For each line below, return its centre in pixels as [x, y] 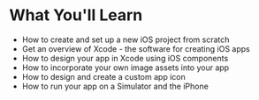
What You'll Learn [76, 15]
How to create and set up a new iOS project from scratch [126, 39]
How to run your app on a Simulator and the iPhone [115, 86]
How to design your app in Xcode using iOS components [125, 58]
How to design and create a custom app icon [103, 76]
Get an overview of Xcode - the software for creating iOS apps [136, 48]
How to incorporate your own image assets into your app [126, 68]
